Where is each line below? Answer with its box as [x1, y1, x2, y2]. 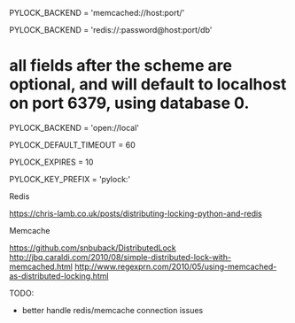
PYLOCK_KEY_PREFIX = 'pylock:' [9, 173, 131, 184]
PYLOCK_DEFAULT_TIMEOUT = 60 [9, 139, 136, 150]
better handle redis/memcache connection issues [21, 304, 204, 315]
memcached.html [9, 261, 74, 272]
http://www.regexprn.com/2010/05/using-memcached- [74, 261, 277, 272]
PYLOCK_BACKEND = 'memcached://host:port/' [9, 8, 185, 18]
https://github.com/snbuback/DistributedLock [9, 242, 177, 253]
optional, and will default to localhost [9, 74, 287, 95]
